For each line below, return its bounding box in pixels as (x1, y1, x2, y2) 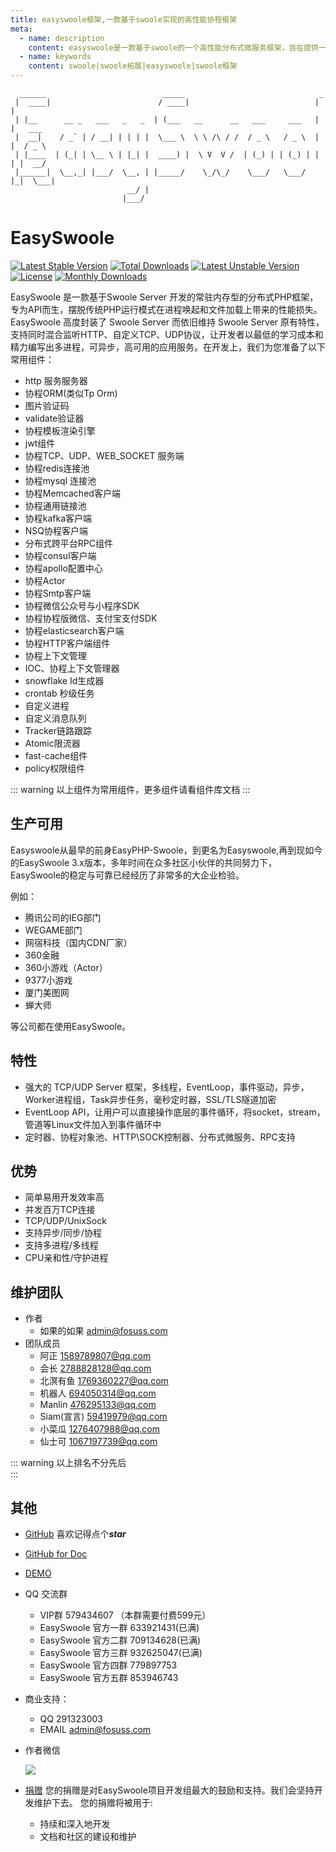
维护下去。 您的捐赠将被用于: (33, 1797, 153, 1808)
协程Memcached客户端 (24, 487, 121, 499)
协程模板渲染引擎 (24, 424, 96, 436)
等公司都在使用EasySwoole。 (10, 1020, 132, 1032)
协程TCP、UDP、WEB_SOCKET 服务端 (24, 449, 185, 461)
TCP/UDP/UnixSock (24, 1215, 107, 1227)
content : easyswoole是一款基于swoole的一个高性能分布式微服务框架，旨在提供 (28, 42, 320, 53)
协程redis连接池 (24, 462, 90, 474)
